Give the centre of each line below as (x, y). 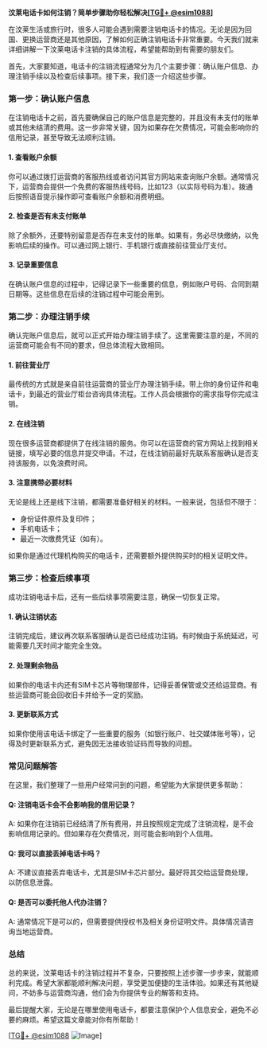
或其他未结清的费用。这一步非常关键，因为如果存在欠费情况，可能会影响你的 (133, 127)
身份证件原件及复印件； (58, 518)
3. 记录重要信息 (33, 265)
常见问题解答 (33, 766)
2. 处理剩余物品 (33, 665)
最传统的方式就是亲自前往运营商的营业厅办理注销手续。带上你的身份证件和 (130, 384)
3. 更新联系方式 (33, 715)
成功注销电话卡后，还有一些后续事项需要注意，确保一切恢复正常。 (116, 597)
